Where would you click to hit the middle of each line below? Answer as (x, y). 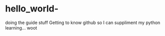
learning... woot (21, 27)
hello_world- (32, 9)
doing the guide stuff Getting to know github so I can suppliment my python (83, 22)
